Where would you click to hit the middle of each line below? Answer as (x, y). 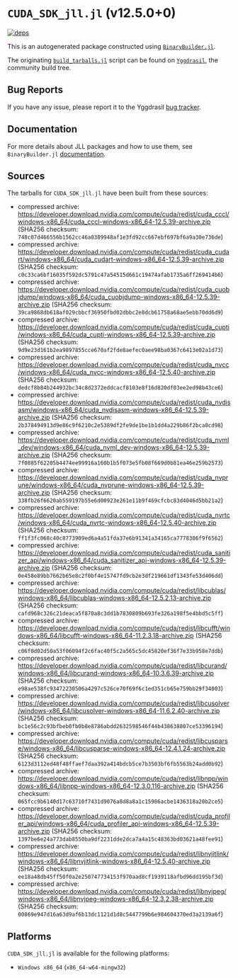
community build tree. (39, 67)
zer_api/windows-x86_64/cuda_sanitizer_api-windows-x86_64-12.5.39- (122, 560)
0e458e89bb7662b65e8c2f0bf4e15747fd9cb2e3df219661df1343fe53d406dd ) (120, 576)
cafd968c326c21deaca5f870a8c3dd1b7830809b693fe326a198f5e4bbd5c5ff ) (120, 613)
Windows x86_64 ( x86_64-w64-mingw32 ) (72, 967)
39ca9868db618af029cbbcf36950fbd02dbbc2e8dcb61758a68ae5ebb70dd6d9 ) (120, 312)
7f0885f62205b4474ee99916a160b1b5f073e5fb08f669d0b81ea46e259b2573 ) (120, 462)
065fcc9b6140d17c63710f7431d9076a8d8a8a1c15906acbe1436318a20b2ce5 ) (120, 801)
